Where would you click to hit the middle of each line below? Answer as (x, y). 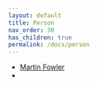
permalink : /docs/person (49, 45)
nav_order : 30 (32, 30)
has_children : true (40, 37)
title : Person (32, 23)
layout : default (35, 15)
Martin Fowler (42, 67)
